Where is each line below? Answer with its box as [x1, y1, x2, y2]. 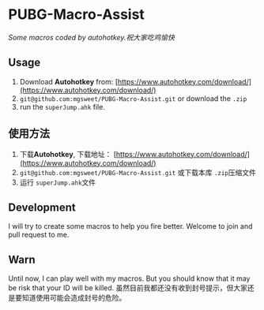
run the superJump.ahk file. [19, 102, 105, 111]
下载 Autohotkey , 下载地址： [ [19, 149, 117, 159]
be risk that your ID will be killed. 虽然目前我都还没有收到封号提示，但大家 [8, 283, 247, 293]
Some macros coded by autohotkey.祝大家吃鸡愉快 [8, 32, 175, 42]
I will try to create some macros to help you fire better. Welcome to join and [8, 222, 253, 231]
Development [8, 200, 77, 214]
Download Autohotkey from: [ [19, 77, 119, 86]
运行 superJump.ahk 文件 [19, 177, 96, 187]
